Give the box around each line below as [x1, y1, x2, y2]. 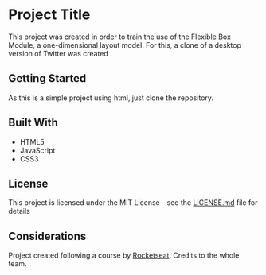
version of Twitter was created [8, 48, 109, 58]
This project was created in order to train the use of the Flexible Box [8, 32, 231, 41]
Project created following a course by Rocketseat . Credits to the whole [8, 250, 240, 260]
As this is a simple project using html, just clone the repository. [8, 93, 213, 103]
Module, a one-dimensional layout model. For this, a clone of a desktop [8, 40, 241, 49]
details [8, 207, 30, 216]
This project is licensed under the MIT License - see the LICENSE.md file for [8, 198, 258, 207]
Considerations [8, 229, 87, 243]
